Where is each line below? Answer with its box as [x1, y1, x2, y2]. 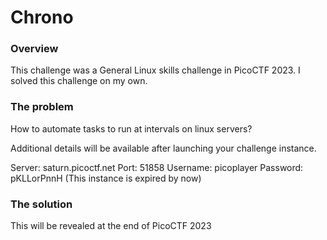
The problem [10, 100, 74, 114]
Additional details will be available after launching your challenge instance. [10, 142, 317, 154]
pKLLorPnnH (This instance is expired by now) [10, 172, 202, 184]
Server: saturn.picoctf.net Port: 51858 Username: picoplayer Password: [10, 161, 304, 173]
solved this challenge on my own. [10, 75, 148, 87]
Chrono [10, 6, 74, 29]
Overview [10, 42, 59, 56]
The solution [10, 197, 73, 211]
